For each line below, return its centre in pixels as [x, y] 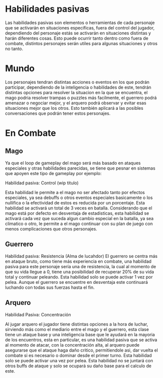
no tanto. [14, 49]
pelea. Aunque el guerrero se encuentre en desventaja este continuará [77, 282]
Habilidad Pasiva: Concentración [38, 314]
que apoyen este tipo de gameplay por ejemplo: [53, 173]
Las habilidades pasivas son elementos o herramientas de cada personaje [80, 23]
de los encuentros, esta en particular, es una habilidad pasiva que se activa [81, 340]
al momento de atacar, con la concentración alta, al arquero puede [72, 345]
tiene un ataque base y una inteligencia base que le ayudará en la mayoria [80, 334]
